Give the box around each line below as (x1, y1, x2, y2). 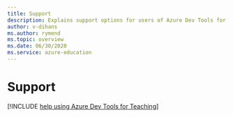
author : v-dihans (7, 23, 58, 30)
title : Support (7, 10, 52, 17)
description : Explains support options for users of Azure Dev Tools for (7, 17, 227, 24)
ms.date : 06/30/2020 (7, 42, 68, 49)
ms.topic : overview (7, 36, 64, 43)
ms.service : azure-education (7, 49, 92, 56)
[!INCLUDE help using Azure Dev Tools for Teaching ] (7, 102, 159, 110)
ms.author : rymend (7, 29, 61, 37)
